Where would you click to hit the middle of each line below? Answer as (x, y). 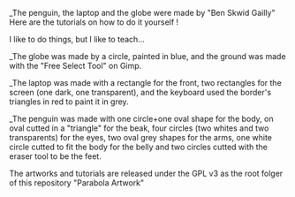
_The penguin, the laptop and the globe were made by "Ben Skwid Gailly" (142, 13)
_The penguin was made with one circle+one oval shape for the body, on (141, 119)
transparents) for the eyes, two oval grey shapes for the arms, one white (140, 137)
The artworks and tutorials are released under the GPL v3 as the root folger (146, 173)
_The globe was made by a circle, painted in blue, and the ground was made (147, 56)
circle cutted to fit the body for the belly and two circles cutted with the (138, 147)
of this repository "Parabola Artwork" (77, 183)
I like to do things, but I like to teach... (77, 39)
